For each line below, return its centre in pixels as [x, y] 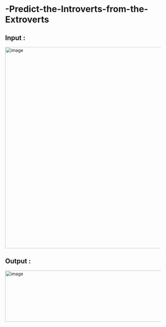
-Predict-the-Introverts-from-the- [77, 9]
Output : [18, 261]
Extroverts [27, 20]
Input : [15, 38]
